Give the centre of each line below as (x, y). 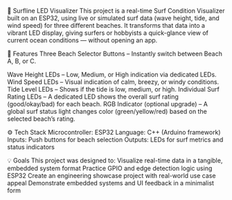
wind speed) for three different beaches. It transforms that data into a (106, 25)
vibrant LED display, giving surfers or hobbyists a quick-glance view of (108, 33)
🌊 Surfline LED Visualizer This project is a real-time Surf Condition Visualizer (116, 11)
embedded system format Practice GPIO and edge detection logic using (110, 168)
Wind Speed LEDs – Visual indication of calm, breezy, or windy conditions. (113, 82)
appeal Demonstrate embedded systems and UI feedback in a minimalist (111, 183)
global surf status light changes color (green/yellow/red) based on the (107, 111)
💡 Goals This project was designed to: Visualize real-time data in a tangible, (115, 160)
